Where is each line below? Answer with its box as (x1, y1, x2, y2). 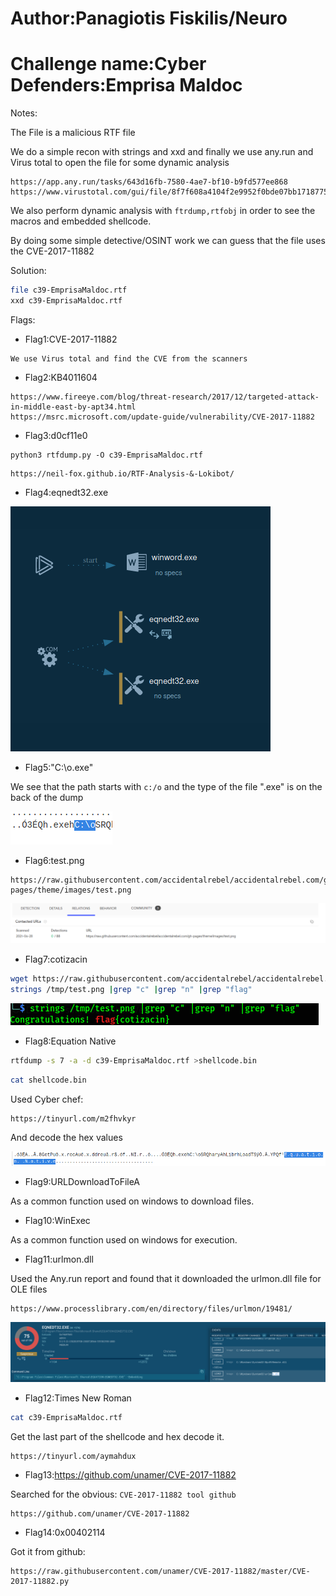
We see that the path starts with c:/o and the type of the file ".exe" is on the (10, 780, 323, 792)
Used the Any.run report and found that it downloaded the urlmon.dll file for (10, 1272, 322, 1284)
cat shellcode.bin (10, 1075, 87, 1085)
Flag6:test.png (24, 854, 85, 866)
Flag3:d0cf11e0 (24, 429, 88, 441)
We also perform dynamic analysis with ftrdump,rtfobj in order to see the (10, 205, 316, 217)
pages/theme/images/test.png (10, 885, 132, 895)
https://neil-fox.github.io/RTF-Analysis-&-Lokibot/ (10, 468, 235, 479)
